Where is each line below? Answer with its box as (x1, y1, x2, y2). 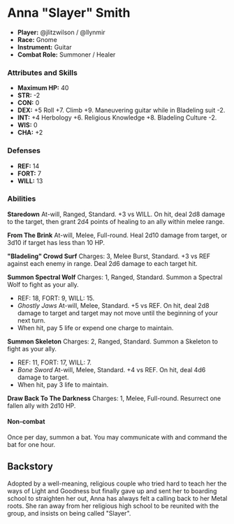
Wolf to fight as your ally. (7, 280, 79, 288)
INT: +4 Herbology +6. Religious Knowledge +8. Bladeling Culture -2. (17, 113, 217, 122)
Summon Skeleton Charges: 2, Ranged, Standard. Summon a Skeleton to (7, 337, 219, 346)
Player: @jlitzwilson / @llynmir (17, 28, 106, 36)
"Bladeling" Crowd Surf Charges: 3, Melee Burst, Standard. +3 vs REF (7, 252, 211, 260)
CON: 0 (17, 99, 40, 107)
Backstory (7, 460, 54, 473)
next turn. (17, 316, 46, 325)
